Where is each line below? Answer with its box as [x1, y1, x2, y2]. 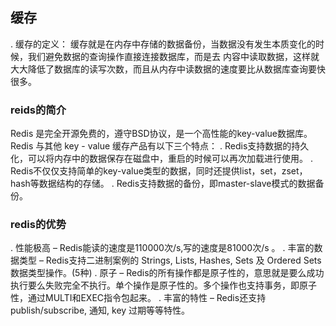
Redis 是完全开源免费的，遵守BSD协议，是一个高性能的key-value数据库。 [10, 128, 313, 140]
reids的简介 [10, 103, 67, 117]
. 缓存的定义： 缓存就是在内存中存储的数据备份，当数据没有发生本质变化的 [10, 38, 316, 50]
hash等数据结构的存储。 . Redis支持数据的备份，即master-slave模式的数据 [10, 178, 316, 190]
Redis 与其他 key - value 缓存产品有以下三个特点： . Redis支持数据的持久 [10, 140, 310, 152]
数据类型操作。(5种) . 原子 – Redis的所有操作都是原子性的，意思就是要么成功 [10, 267, 325, 279]
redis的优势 [10, 218, 67, 232]
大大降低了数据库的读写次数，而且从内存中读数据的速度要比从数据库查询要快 [10, 63, 326, 75]
